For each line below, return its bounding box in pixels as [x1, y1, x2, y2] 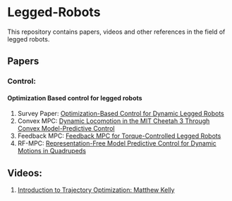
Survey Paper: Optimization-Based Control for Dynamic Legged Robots [17, 110, 224, 118]
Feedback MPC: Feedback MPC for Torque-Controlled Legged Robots [17, 131, 221, 141]
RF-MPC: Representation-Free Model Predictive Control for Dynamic [17, 139, 216, 148]
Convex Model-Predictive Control [17, 124, 115, 133]
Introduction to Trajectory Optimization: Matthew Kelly [17, 186, 175, 194]
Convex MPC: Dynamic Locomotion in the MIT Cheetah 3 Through [17, 117, 210, 125]
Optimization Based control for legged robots [7, 93, 142, 102]
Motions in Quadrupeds [17, 147, 87, 155]
